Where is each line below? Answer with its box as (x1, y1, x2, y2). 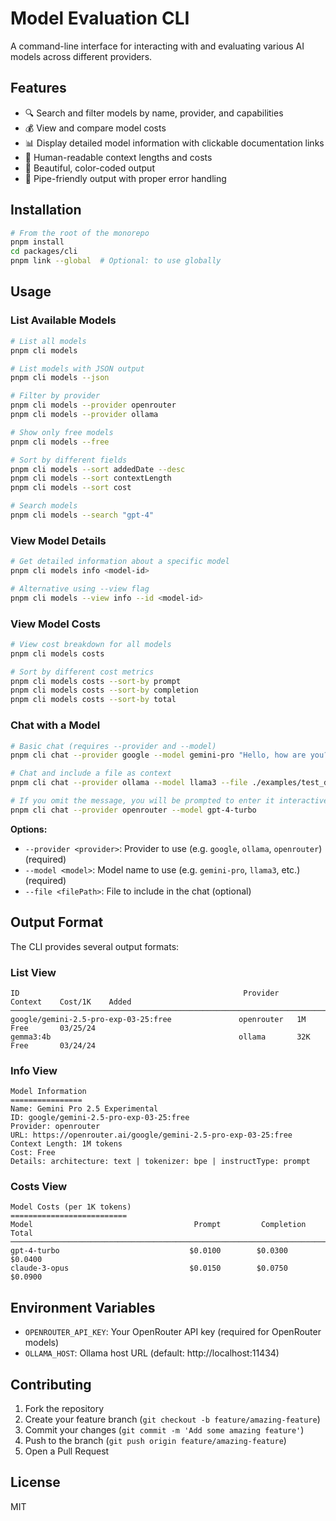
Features (10, 80, 67, 97)
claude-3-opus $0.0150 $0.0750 (10, 1263, 288, 1274)
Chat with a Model (10, 718, 101, 732)
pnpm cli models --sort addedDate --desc (10, 464, 186, 474)
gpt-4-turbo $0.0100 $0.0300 (10, 1246, 288, 1256)
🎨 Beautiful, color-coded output (24, 162, 155, 174)
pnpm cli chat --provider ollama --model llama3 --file (10, 778, 248, 788)
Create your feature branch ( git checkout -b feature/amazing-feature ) (24, 1413, 321, 1426)
